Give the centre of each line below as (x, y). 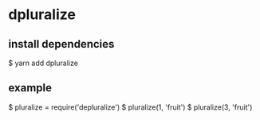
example (30, 88)
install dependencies (61, 44)
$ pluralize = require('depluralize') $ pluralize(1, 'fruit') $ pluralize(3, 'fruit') (130, 107)
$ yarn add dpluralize (43, 63)
